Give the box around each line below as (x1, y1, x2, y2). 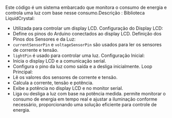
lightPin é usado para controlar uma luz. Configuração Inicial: (12, 52, 145, 58)
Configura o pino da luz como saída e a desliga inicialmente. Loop (12, 64, 152, 69)
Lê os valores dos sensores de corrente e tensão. (12, 74, 118, 80)
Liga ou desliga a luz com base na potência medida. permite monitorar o (12, 91, 166, 96)
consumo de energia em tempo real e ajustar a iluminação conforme (12, 96, 158, 102)
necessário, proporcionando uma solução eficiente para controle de (12, 102, 157, 107)
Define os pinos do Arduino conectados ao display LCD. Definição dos (12, 31, 162, 36)
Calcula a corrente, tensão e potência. (12, 80, 94, 86)
